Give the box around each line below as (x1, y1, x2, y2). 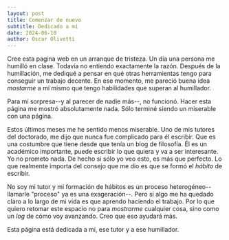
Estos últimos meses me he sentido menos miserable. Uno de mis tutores (7, 126, 215, 134)
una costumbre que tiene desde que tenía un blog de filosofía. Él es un (7, 140, 208, 148)
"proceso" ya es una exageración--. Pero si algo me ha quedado (30, 190, 215, 199)
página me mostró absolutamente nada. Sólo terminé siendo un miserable (7, 105, 217, 113)
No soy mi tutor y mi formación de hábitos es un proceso (7, 183, 168, 191)
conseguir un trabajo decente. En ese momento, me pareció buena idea (7, 77, 210, 85)
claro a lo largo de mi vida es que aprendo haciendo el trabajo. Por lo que (7, 197, 215, 206)
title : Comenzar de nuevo (7, 17, 81, 23)
